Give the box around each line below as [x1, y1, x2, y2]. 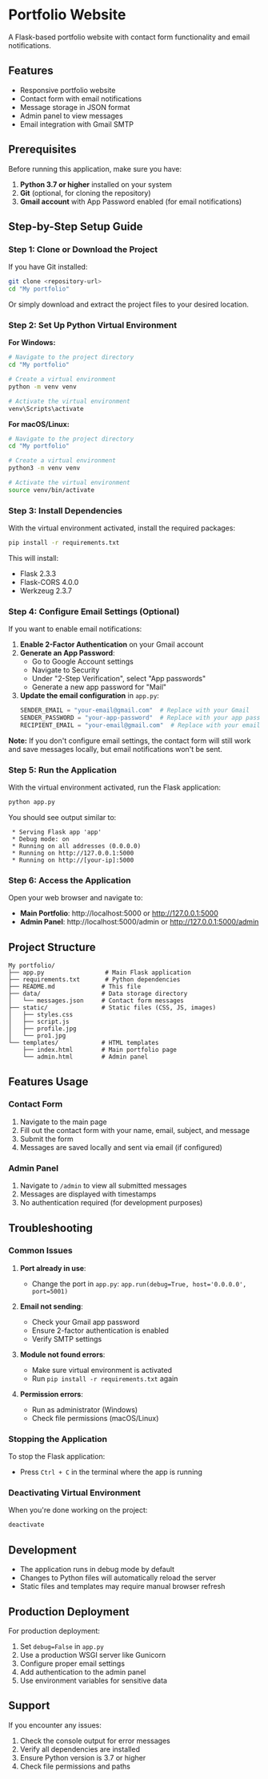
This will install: [8, 553, 58, 563]
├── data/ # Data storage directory [8, 989, 188, 998]
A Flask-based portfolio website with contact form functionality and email [8, 32, 250, 42]
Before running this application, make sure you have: [8, 164, 182, 173]
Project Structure [8, 940, 96, 954]
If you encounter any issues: [8, 1720, 102, 1730]
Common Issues [8, 1245, 74, 1257]
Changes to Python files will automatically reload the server [19, 1573, 217, 1582]
